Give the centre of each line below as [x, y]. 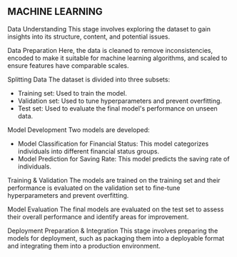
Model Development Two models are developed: [79, 130]
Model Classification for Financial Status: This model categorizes [113, 143]
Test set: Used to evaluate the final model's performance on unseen [117, 108]
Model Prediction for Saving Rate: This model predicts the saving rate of [123, 158]
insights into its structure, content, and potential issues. [89, 36]
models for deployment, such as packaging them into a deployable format [116, 238]
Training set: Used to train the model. [72, 93]
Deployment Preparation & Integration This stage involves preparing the [113, 231]
